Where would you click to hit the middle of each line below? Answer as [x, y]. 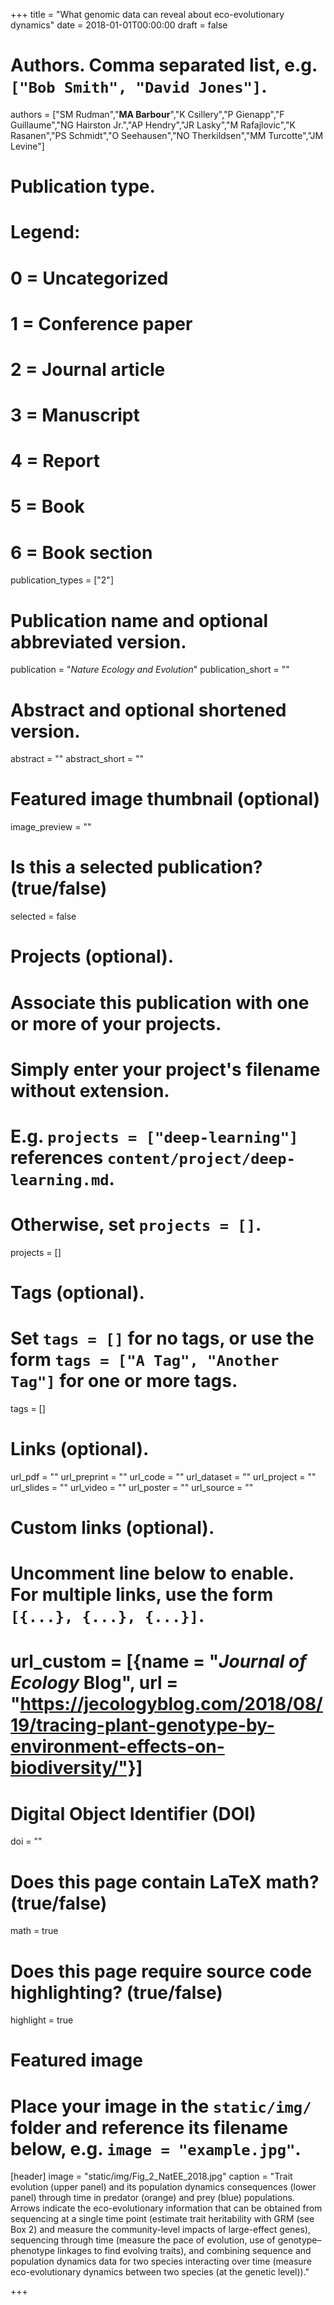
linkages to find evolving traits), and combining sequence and [184, 2251]
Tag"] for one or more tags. [124, 1381]
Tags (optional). [77, 1293]
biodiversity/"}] [76, 1768]
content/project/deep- [201, 1158]
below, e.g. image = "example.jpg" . [156, 2148]
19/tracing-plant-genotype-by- [142, 1725]
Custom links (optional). [112, 1528]
